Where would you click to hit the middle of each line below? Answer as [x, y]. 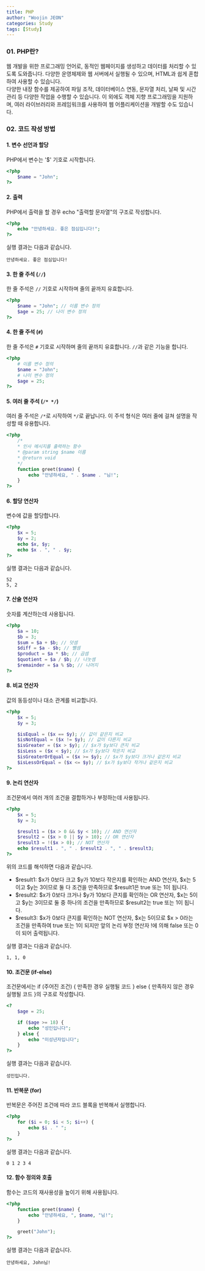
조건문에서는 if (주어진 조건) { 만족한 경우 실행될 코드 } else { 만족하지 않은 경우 [100, 986]
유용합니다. [37, 424]
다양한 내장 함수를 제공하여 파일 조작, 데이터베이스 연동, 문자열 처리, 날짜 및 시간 [101, 89]
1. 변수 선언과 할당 [27, 145]
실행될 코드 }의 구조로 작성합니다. [46, 994]
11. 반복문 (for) [24, 1090]
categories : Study [30, 23]
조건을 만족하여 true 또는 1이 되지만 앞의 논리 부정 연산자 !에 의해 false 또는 [104, 925]
